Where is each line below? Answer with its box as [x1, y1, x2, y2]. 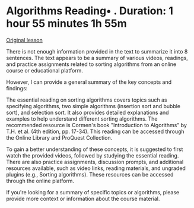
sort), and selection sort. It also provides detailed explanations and [6, 109, 169, 116]
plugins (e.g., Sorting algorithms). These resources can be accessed [6, 171, 174, 178]
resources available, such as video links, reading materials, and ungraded [6, 165, 186, 172]
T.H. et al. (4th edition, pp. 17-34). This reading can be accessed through [6, 128, 185, 135]
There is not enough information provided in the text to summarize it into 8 [6, 48, 188, 55]
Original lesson [6, 36, 43, 43]
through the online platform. [6, 177, 75, 184]
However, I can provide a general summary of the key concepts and [6, 78, 172, 86]
